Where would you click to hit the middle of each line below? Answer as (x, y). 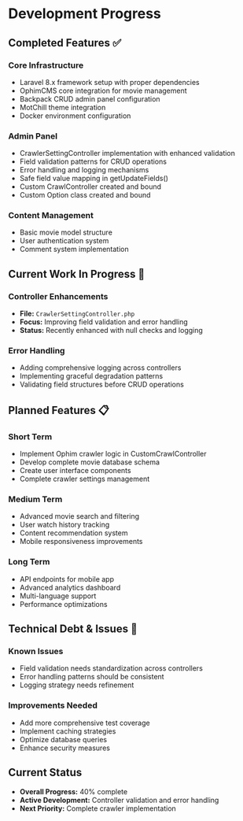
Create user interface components (75, 471)
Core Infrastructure (46, 65)
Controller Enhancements (58, 296)
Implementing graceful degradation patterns (91, 376)
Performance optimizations (63, 604)
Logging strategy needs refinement (77, 685)
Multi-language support (58, 596)
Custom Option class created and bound (85, 195)
